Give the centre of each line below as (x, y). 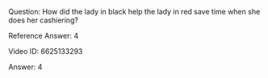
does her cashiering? (44, 20)
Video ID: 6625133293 (46, 51)
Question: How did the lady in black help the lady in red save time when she (134, 12)
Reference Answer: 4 (44, 36)
